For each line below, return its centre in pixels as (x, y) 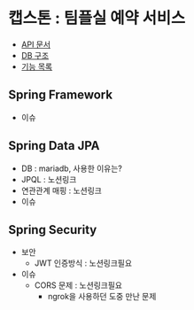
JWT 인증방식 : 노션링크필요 (83, 263)
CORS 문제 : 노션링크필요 (78, 285)
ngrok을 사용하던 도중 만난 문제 (102, 297)
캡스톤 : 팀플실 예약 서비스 (97, 18)
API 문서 (35, 44)
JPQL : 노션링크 (49, 179)
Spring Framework (60, 95)
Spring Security (53, 230)
